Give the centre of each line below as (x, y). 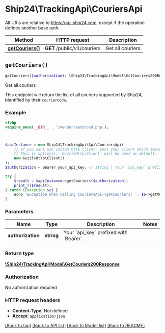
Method (24, 40)
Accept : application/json (39, 316)
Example (16, 112)
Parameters (19, 212)
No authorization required (31, 287)
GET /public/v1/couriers (73, 48)
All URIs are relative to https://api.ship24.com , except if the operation (75, 23)
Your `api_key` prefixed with (96, 232)
